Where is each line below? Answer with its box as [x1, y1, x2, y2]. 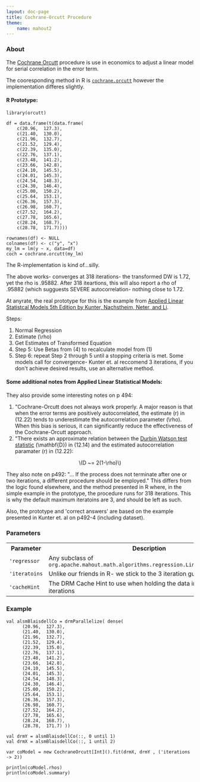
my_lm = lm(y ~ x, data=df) [6, 245, 76, 251]
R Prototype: [6, 97, 38, 104]
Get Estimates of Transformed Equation [14, 339, 112, 346]
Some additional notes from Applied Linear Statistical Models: [6, 378, 162, 386]
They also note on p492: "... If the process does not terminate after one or [6, 470, 187, 478]
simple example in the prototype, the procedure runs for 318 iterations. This [6, 489, 192, 497]
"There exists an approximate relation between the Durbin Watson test [14, 435, 187, 442]
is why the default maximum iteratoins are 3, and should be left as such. [6, 496, 183, 503]
